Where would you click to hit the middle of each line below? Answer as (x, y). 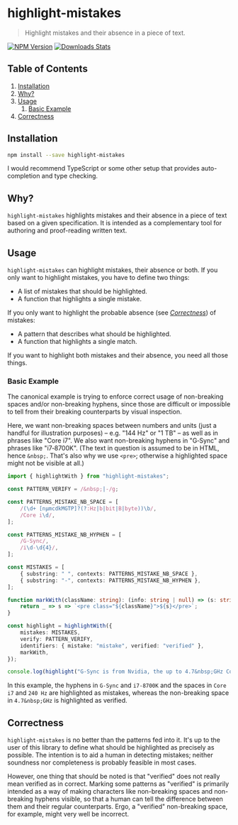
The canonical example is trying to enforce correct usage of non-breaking (115, 397)
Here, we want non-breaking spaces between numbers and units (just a (112, 426)
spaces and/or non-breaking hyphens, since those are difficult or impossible (119, 404)
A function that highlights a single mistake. (79, 299)
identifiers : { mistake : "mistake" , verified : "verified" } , (112, 646)
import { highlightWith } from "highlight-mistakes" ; (89, 476)
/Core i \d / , (38, 515)
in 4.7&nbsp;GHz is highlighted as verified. (67, 701)
